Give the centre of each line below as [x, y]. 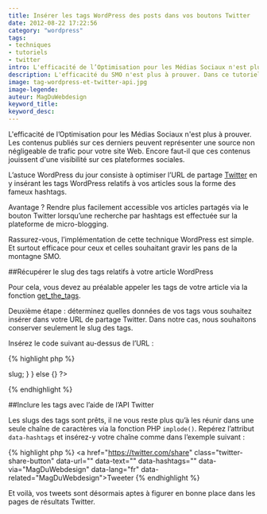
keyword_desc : [32, 112]
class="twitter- [219, 452]
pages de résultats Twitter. [52, 502]
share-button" [31, 461]
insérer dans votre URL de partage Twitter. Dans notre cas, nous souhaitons [132, 319]
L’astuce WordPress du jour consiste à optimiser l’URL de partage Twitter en [133, 175]
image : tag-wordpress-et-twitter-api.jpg [78, 82]
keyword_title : [33, 104]
